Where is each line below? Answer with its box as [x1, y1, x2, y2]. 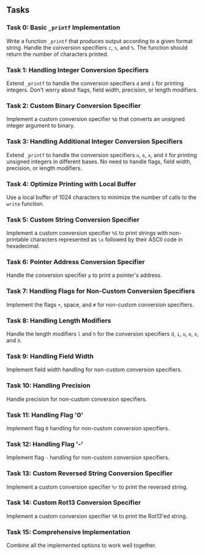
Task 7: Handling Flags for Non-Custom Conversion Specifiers [6, 287, 195, 295]
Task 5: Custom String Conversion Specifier [6, 215, 140, 223]
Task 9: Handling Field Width [6, 352, 94, 360]
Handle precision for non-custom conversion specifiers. [6, 395, 147, 403]
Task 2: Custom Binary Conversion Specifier [6, 101, 141, 110]
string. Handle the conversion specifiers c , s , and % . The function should [6, 44, 188, 51]
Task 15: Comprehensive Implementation [6, 527, 130, 536]
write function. [6, 200, 45, 208]
